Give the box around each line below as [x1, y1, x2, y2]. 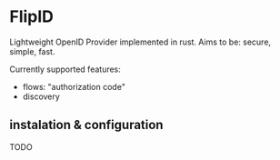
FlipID [9, 6, 55, 27]
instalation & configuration [9, 117, 164, 133]
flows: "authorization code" [22, 81, 125, 92]
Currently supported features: [9, 64, 121, 75]
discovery [22, 91, 61, 102]
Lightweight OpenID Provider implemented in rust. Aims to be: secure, [9, 36, 271, 47]
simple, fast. [9, 45, 55, 56]
